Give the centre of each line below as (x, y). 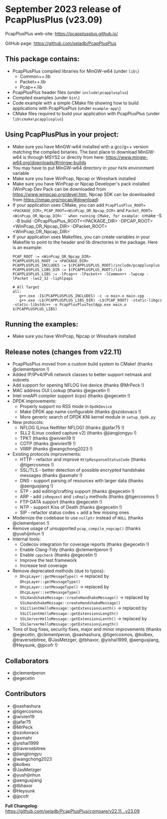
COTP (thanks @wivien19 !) (48, 443)
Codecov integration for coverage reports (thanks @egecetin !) (84, 544)
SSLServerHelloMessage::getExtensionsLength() (69, 624)
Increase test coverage (43, 566)
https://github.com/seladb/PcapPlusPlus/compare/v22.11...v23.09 (73, 811)
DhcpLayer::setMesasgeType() (50, 593)
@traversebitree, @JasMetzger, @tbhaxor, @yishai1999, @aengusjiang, (86, 640)
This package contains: (42, 59)
